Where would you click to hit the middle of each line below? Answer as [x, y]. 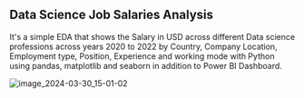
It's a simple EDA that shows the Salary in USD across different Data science [152, 36]
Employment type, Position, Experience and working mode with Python [142, 56]
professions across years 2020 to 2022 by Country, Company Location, [144, 46]
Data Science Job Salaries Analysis [112, 15]
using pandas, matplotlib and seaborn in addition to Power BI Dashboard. [146, 65]
